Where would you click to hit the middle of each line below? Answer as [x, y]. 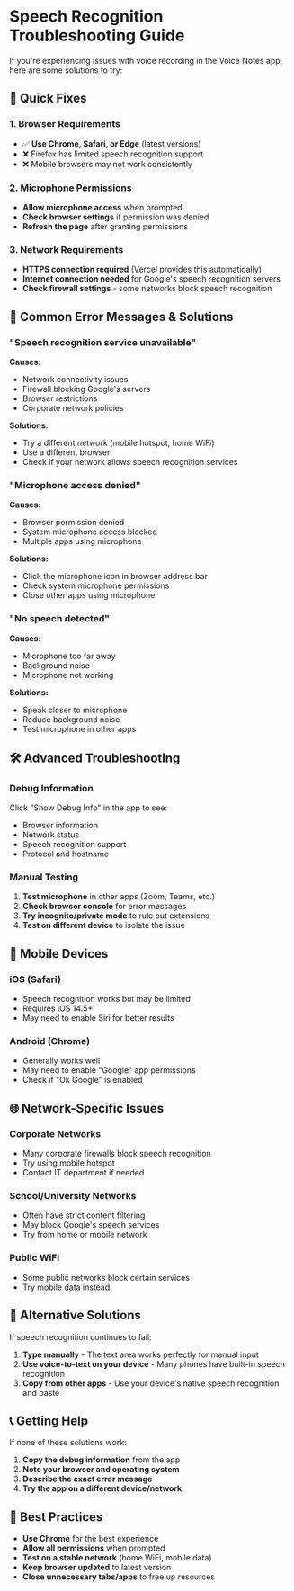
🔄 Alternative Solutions [75, 1315]
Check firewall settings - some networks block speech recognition [147, 289]
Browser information [60, 826]
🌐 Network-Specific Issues [87, 1108]
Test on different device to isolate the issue [104, 925]
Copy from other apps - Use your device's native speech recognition [151, 1383]
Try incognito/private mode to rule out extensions [116, 916]
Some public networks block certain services [106, 1277]
